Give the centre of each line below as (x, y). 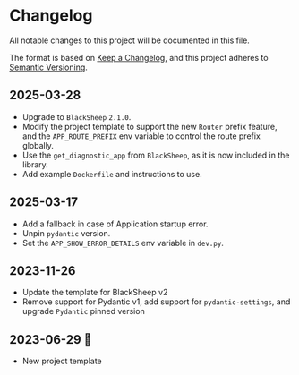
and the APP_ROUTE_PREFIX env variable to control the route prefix (141, 136)
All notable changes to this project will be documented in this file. (130, 40)
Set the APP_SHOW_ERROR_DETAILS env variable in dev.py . (123, 243)
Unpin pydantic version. (66, 233)
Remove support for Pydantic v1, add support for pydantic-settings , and (156, 302)
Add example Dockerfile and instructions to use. (112, 174)
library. (35, 164)
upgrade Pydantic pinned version (83, 311)
